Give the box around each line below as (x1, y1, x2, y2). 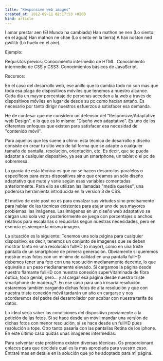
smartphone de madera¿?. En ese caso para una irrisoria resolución (5, 280, 141, 286)
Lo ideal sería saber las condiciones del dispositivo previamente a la (5, 310, 142, 316)
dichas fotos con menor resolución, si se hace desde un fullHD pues (5, 320, 142, 326)
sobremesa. (5, 159, 29, 164)
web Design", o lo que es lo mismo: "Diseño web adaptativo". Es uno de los (5, 118, 156, 124)
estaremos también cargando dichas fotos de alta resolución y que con (5, 285, 148, 291)
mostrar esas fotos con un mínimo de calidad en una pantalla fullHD (5, 254, 141, 260)
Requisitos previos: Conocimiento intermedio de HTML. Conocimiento (5, 59, 145, 65)
